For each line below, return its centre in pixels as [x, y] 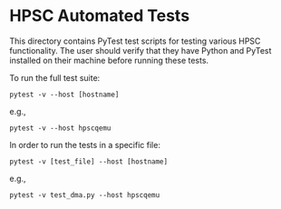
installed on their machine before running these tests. [109, 60]
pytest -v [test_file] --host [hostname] [89, 161]
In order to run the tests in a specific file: [85, 144]
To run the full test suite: [55, 77]
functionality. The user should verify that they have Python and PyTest [140, 50]
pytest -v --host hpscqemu [60, 128]
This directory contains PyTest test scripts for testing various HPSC [135, 41]
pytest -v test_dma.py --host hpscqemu [85, 195]
